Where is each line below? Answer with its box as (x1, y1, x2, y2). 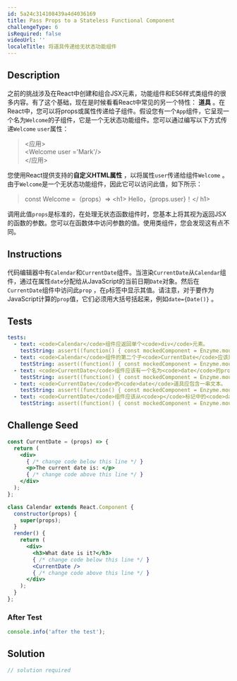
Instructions (7, 248, 62, 260)
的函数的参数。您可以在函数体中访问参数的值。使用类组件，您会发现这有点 (7, 219, 224, 227)
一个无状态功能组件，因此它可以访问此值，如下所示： (48, 180, 203, 188)
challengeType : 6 (7, 23, 59, 30)
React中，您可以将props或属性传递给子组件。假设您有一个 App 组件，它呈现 (7, 107, 224, 115)
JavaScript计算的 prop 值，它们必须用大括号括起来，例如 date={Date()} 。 (7, 294, 217, 303)
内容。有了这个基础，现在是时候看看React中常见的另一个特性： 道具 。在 (13, 98, 226, 106)
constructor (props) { (13, 510, 78, 517)
